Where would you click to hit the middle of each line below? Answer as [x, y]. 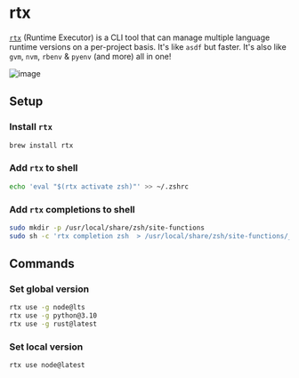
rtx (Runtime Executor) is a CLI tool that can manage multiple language [140, 37]
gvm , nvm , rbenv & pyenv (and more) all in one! [90, 56]
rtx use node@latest [48, 366]
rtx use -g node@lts [48, 308]
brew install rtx [41, 145]
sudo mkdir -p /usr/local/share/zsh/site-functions [107, 228]
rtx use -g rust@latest [53, 324]
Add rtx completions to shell [72, 209]
